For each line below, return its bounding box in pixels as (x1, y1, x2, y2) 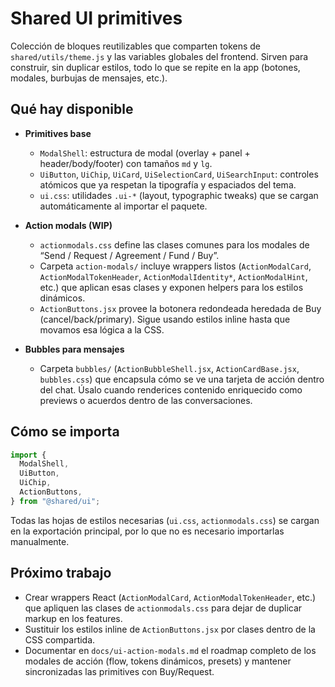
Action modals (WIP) (24, 219, 113, 231)
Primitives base (24, 127, 92, 139)
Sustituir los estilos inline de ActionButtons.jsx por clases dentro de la (24, 623, 316, 635)
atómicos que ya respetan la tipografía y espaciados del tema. (39, 178, 297, 191)
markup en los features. (24, 612, 123, 624)
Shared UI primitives (10, 7, 183, 30)
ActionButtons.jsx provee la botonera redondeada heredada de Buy (39, 302, 322, 314)
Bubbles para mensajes (24, 343, 125, 355)
